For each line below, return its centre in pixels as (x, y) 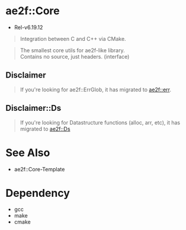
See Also (28, 153)
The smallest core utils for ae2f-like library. (72, 50)
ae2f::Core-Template (39, 169)
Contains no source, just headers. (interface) (75, 56)
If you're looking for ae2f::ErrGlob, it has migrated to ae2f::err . (96, 90)
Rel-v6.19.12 (28, 27)
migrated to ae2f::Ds (45, 129)
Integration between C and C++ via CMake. (73, 39)
